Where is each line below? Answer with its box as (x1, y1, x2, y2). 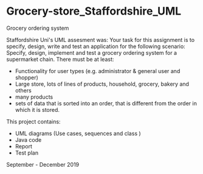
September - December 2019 (6, 161, 80, 168)
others (15, 86, 32, 94)
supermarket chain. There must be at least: (6, 55, 114, 63)
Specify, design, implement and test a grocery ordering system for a (6, 49, 177, 56)
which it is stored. (15, 106, 60, 113)
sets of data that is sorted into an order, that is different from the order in (15, 99, 198, 107)
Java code (15, 136, 42, 144)
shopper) (15, 74, 38, 81)
